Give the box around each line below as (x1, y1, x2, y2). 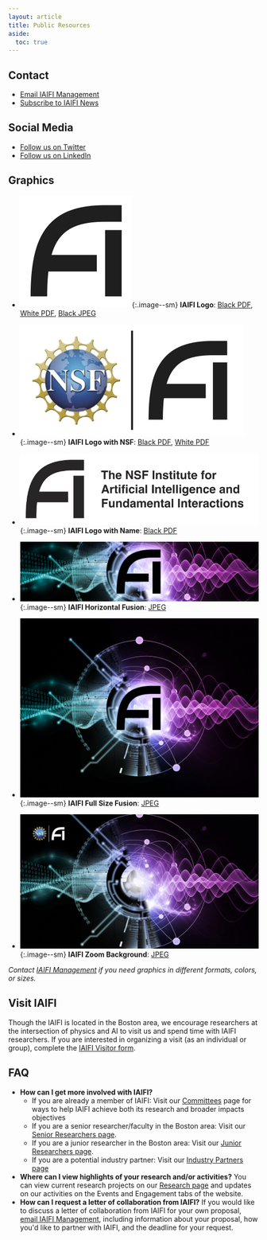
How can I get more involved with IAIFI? (19, 1087, 153, 1097)
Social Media (8, 121, 74, 135)
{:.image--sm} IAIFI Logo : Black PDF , (131, 299, 253, 310)
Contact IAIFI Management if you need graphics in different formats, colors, (8, 965, 257, 975)
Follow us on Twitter (19, 142, 86, 151)
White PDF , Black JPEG (19, 308, 97, 318)
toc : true (15, 38, 48, 46)
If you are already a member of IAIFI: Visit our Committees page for (31, 1095, 252, 1105)
